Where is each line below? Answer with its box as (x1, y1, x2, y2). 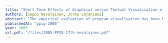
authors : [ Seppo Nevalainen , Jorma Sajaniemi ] (5, 12, 104, 17)
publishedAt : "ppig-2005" (5, 21, 59, 26)
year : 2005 (5, 26, 28, 31)
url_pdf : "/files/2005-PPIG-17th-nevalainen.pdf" (5, 30, 111, 35)
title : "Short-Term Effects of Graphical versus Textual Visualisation (5, 7, 157, 12)
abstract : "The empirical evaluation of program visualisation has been (5, 16, 160, 21)
